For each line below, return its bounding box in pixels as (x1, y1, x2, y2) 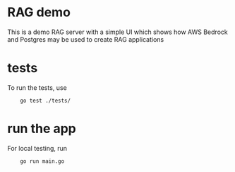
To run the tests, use (7, 83, 67, 92)
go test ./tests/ (20, 97, 71, 104)
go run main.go (20, 157, 65, 165)
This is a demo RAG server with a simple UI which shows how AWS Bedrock (7, 28, 228, 36)
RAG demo (7, 4, 71, 21)
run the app (7, 121, 76, 137)
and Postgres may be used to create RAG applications (7, 35, 164, 43)
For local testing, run (7, 144, 68, 152)
